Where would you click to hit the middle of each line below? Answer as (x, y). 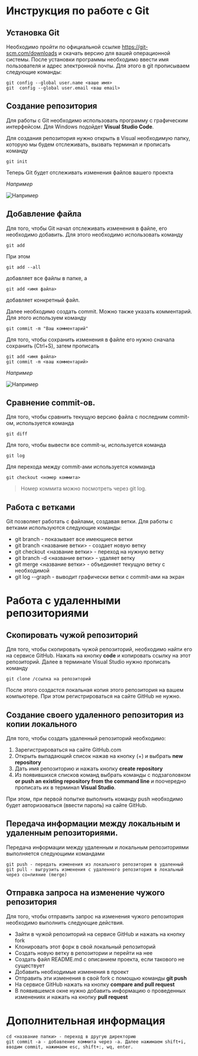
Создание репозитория (52, 106)
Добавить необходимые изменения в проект (72, 971)
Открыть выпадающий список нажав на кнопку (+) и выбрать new (99, 756)
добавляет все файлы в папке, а (47, 278)
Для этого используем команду (46, 318)
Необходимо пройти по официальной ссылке (64, 47)
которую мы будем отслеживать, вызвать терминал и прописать (88, 144)
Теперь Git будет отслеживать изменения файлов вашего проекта (90, 172)
